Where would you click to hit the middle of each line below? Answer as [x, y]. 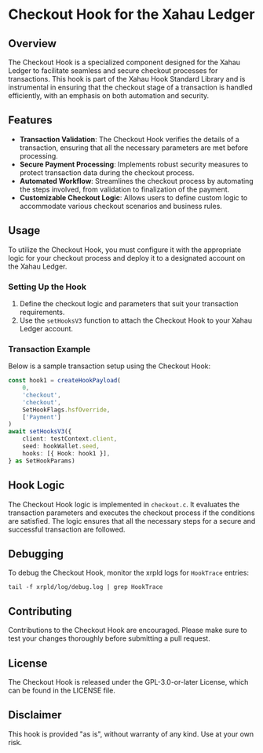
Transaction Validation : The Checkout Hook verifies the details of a [129, 139]
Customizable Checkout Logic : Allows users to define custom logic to [133, 197]
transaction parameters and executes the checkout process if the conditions [131, 513]
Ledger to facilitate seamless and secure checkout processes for [113, 71]
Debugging [36, 554]
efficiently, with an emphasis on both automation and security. [109, 95]
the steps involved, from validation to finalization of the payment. [124, 189]
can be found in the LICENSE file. [62, 690]
